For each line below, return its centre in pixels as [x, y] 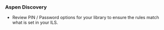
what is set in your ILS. [35, 22]
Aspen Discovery [26, 7]
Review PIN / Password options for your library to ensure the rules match [85, 18]
